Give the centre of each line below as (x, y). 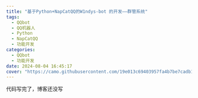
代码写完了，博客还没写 (34, 89)
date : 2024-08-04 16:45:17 (39, 66)
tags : (13, 17)
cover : (14, 72)
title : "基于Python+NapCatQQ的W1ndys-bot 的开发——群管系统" (77, 11)
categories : (21, 50)
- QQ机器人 (23, 28)
